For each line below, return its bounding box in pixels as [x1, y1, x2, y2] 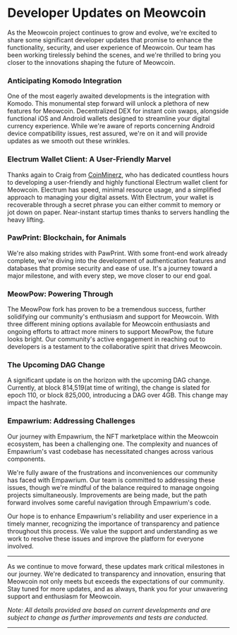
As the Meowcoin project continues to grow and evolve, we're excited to [7, 28, 217, 37]
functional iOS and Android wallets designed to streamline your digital [7, 114, 210, 123]
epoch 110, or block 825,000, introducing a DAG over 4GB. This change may [7, 391, 228, 400]
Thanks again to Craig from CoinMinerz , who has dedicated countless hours [7, 171, 229, 179]
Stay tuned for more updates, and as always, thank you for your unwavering [7, 584, 228, 593]
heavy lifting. [7, 215, 45, 223]
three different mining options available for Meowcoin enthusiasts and [7, 320, 210, 328]
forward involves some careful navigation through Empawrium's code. [7, 498, 212, 507]
